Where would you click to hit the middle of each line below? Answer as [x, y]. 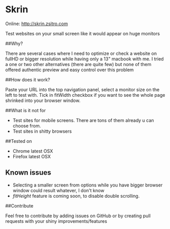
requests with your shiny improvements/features [56, 221]
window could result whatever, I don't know [58, 190]
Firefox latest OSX [32, 156]
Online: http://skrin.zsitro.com [37, 24]
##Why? [14, 43]
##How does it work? [28, 79]
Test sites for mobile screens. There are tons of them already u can [83, 120]
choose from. [27, 126]
